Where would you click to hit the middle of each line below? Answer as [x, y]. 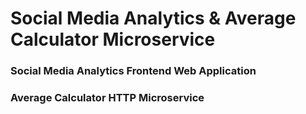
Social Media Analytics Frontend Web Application [133, 71]
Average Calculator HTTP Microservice [107, 98]
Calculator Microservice [113, 39]
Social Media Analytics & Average [153, 18]
